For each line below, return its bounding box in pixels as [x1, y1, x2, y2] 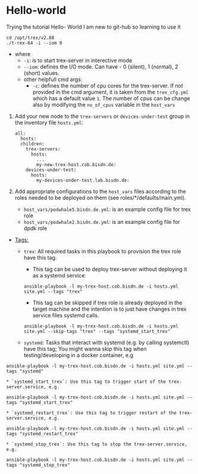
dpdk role [23, 224, 48, 232]
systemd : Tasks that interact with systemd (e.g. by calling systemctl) [23, 339, 190, 346]
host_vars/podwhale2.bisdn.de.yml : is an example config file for [23, 218, 180, 225]
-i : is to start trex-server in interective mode [23, 57, 133, 64]
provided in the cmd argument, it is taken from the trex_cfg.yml [32, 88, 189, 95]
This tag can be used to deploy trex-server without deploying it [32, 266, 187, 273]
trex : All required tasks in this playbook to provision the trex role [23, 248, 181, 255]
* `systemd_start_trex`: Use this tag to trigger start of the [6, 379, 166, 385]
